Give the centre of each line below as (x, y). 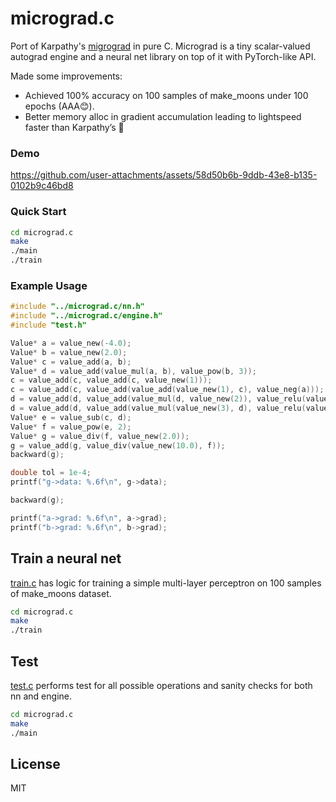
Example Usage (49, 285)
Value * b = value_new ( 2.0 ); (69, 352)
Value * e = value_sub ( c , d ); (71, 417)
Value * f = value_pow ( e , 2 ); (71, 427)
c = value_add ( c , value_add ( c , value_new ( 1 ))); (111, 380)
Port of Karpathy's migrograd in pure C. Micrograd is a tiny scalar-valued (160, 46)
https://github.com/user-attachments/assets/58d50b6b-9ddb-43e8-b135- (164, 175)
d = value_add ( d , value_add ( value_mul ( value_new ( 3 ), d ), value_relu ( (158, 408)
